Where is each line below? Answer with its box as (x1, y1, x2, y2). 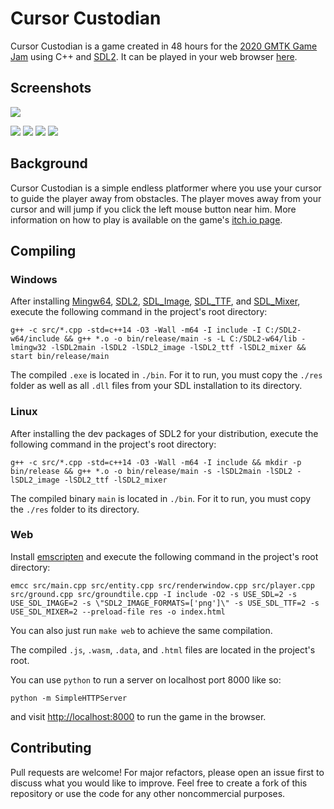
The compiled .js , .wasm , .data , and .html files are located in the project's (10, 643, 316, 656)
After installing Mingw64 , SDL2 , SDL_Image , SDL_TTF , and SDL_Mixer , (10, 295, 301, 307)
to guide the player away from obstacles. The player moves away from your (10, 192, 322, 204)
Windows (10, 272, 58, 286)
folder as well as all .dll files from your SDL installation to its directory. (10, 380, 303, 392)
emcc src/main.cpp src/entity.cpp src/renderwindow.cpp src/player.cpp (10, 580, 315, 591)
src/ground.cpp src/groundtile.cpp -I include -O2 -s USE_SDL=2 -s (10, 589, 298, 599)
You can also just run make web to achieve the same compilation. (10, 624, 273, 636)
